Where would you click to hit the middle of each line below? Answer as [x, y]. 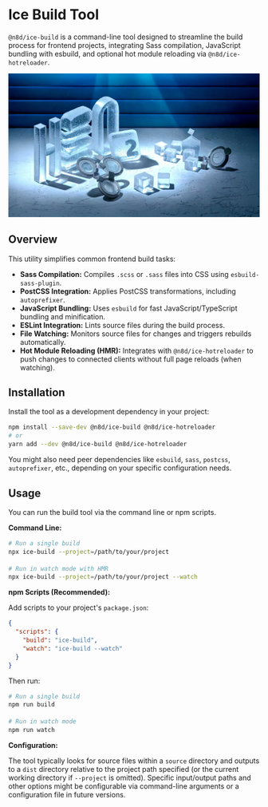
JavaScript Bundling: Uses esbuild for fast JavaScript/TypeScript [128, 308]
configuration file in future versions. [67, 794]
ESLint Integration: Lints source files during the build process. [122, 325]
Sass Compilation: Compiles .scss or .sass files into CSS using [124, 274]
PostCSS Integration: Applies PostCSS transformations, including [128, 291]
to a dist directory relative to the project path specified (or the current [124, 769]
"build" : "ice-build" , [60, 640]
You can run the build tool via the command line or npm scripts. [112, 512]
